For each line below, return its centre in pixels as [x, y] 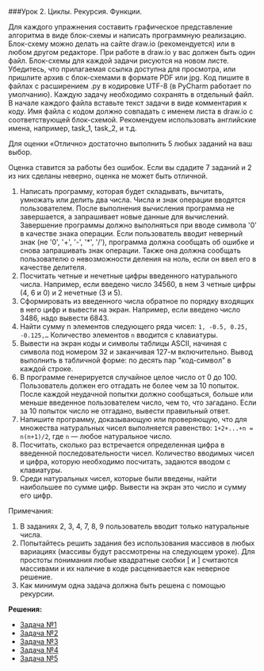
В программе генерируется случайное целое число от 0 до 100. [128, 377]
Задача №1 [38, 624]
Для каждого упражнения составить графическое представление [121, 27]
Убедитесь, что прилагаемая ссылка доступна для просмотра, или [122, 69]
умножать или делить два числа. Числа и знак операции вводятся [132, 200]
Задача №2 [39, 633]
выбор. [20, 152]
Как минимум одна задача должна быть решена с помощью [122, 585]
